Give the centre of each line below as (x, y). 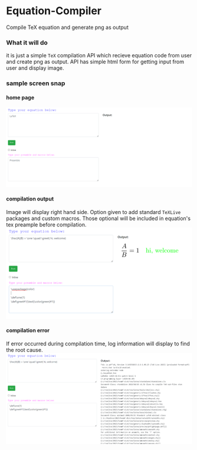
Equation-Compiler (54, 11)
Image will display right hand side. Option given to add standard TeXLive (93, 212)
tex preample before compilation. (46, 224)
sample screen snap (36, 83)
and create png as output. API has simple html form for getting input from (95, 62)
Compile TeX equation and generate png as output (67, 27)
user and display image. (35, 68)
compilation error (28, 331)
